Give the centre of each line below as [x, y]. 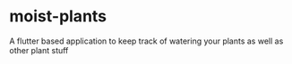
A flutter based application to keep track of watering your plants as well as [146, 41]
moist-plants [58, 16]
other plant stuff [39, 50]
